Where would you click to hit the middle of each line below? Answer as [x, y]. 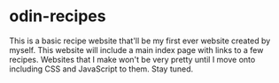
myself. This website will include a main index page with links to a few [136, 49]
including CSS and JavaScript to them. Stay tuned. [101, 69]
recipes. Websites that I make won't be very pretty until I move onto [132, 59]
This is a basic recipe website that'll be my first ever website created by [140, 41]
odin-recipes [58, 16]
